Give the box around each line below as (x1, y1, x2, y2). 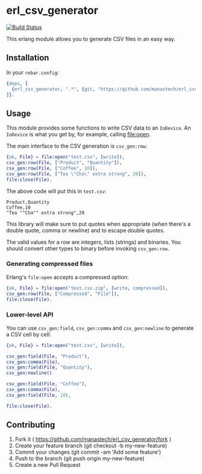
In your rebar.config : (6, 69, 59, 76)
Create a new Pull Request (14, 461, 81, 469)
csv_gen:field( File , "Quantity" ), (6, 364, 93, 371)
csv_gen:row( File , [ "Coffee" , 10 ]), (6, 165, 98, 171)
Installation (6, 52, 49, 63)
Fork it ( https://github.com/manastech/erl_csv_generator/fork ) (14, 435, 171, 443)
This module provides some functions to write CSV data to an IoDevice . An (6, 124, 191, 131)
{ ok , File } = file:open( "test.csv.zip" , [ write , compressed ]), (6, 285, 168, 291)
